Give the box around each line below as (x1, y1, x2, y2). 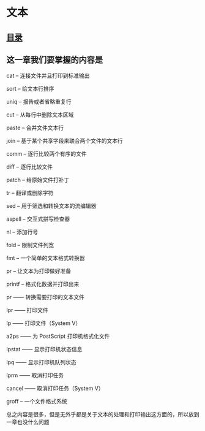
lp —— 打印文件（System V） (6, 319, 81, 327)
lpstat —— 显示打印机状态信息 (6, 346, 83, 353)
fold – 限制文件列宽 (6, 242, 54, 249)
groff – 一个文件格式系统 (6, 398, 67, 405)
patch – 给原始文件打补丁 (6, 176, 70, 184)
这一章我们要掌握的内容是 (6, 55, 103, 65)
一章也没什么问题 (6, 418, 50, 426)
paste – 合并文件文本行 (6, 124, 64, 132)
